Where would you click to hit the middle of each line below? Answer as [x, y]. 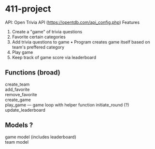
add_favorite [17, 89]
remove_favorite [21, 94]
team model [17, 142]
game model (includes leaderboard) [41, 137]
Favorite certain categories [39, 37]
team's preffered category [38, 47]
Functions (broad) [33, 73]
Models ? [19, 125]
